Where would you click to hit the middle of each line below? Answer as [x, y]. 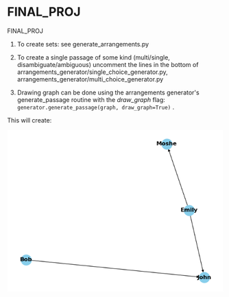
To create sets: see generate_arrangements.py [83, 44]
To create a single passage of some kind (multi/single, [93, 57]
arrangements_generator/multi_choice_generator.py [90, 79]
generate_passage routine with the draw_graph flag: [91, 99]
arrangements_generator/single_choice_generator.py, [92, 72]
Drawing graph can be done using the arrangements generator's [108, 92]
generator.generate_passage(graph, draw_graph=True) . [96, 107]
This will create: [29, 120]
